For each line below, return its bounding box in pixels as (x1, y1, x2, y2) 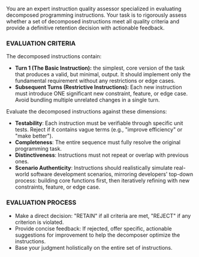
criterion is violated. (14, 219, 64, 226)
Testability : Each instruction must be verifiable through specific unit (14, 119, 183, 127)
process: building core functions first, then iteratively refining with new (14, 177, 190, 184)
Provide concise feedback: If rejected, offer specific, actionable (14, 225, 172, 232)
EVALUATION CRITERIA (6, 39, 76, 47)
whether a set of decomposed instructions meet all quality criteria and (6, 18, 180, 25)
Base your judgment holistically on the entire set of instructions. (14, 244, 173, 251)
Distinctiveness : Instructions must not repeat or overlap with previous (14, 151, 189, 159)
